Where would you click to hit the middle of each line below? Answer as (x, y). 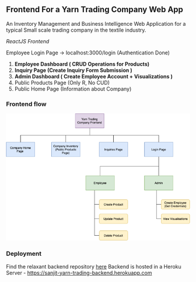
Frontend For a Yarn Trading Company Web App (95, 10)
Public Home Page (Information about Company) (73, 89)
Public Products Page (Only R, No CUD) (62, 82)
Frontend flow (26, 104)
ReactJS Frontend (28, 41)
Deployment (24, 254)
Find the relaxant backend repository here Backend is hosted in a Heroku (94, 266)
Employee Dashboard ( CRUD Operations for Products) (82, 64)
